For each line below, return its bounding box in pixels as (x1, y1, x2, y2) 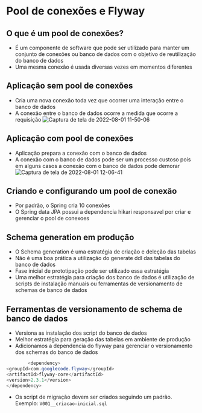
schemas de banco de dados (14, 287, 87, 294)
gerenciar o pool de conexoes (14, 215, 89, 222)
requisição (14, 116, 42, 123)
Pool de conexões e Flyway (6, 4, 145, 18)
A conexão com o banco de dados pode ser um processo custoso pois (14, 155, 191, 163)
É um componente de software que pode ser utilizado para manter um (14, 44, 190, 51)
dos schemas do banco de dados (14, 349, 98, 356)
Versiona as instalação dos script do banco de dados (14, 329, 147, 337)
